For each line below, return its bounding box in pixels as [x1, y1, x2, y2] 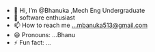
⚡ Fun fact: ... [13, 38, 51, 47]
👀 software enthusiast [13, 14, 75, 22]
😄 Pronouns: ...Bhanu [13, 31, 76, 38]
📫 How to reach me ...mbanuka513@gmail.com [13, 21, 148, 29]
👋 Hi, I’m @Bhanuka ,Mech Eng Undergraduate [13, 7, 145, 14]
